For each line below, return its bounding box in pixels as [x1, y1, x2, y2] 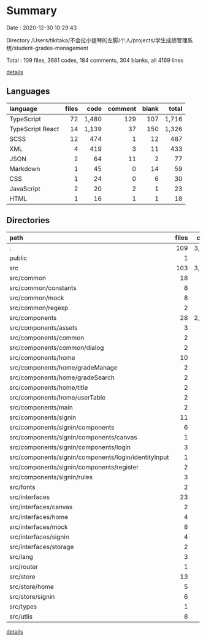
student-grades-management [13, 44, 89, 51]
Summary [6, 4, 57, 18]
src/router [9, 562, 39, 571]
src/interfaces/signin [9, 533, 69, 541]
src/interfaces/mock [9, 522, 68, 531]
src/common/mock [9, 294, 64, 302]
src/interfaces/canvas [9, 503, 73, 511]
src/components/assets [9, 323, 78, 332]
